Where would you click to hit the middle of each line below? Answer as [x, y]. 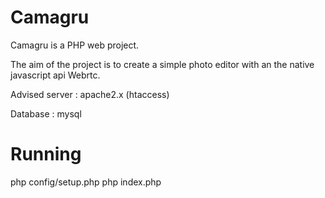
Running [46, 154]
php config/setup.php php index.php [86, 182]
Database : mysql [46, 113]
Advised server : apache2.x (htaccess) [90, 94]
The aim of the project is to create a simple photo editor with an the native [162, 64]
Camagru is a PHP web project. [75, 45]
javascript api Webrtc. [55, 75]
